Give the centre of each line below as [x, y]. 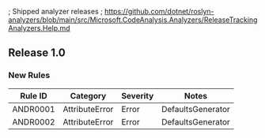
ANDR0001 [34, 109]
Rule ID [33, 95]
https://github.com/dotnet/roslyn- [159, 11]
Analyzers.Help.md [39, 28]
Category [88, 95]
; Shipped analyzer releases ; [55, 11]
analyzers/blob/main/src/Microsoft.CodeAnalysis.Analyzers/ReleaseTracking [133, 20]
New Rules [29, 76]
